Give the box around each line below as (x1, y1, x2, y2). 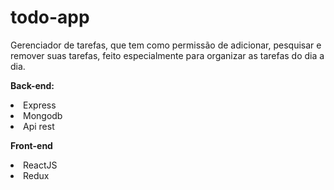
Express (23, 99, 57, 111)
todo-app (10, 6, 90, 29)
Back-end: (10, 79, 55, 91)
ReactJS (23, 159, 58, 171)
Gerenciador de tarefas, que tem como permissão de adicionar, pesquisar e (10, 39, 322, 51)
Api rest (23, 120, 55, 132)
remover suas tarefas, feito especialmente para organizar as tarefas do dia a (10, 49, 325, 61)
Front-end (10, 139, 53, 151)
